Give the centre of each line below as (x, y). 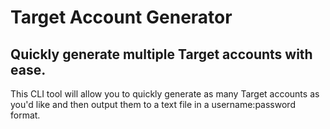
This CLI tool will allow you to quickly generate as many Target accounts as (165, 94)
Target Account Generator (121, 17)
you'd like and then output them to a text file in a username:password (153, 104)
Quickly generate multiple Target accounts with (161, 54)
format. (25, 115)
